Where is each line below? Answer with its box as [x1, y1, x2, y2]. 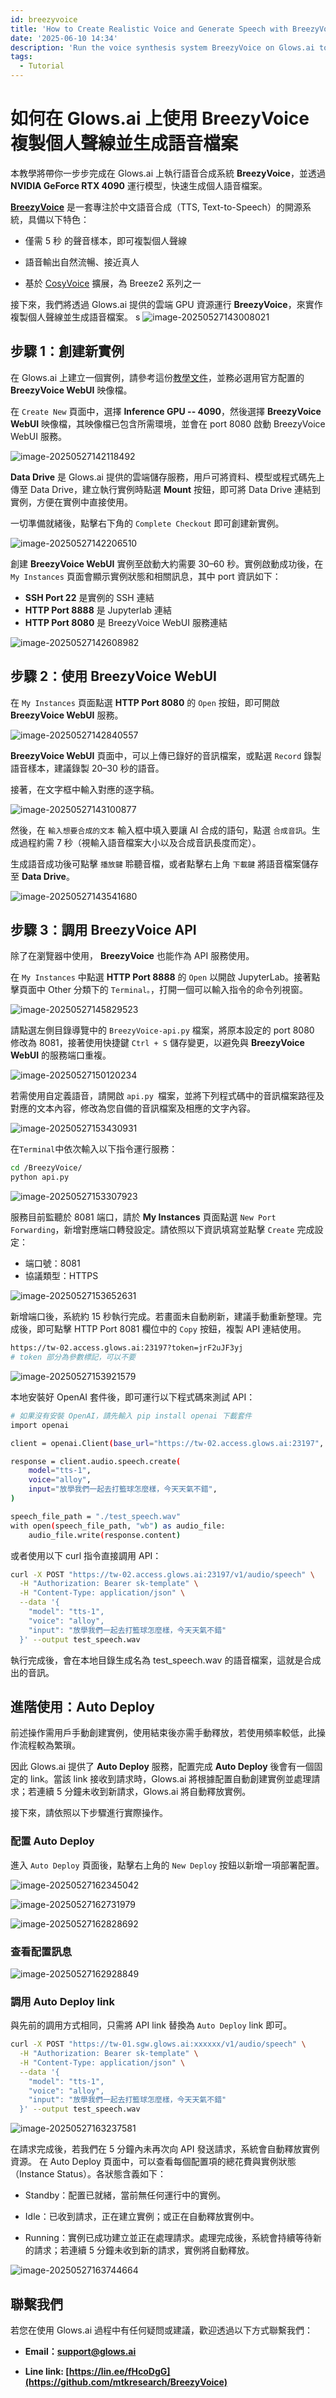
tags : [10, 52, 33, 62]
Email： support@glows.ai [24, 2346, 137, 2358]
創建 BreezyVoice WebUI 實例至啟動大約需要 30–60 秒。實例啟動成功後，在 [10, 557, 324, 570]
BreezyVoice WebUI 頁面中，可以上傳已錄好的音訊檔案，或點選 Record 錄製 [10, 749, 322, 761]
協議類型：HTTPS [24, 1270, 99, 1282]
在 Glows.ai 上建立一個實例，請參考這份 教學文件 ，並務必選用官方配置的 [10, 371, 305, 383]
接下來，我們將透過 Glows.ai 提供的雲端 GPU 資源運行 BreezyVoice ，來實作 [10, 298, 323, 310]
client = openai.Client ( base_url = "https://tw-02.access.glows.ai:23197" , [10, 1438, 325, 1448]
